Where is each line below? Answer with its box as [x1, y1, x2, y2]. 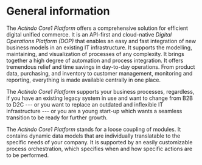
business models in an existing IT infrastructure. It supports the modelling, [6, 44, 193, 51]
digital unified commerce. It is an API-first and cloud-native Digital [6, 30, 172, 38]
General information [6, 4, 110, 18]
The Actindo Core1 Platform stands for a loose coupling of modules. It [6, 125, 181, 133]
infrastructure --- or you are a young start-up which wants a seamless [6, 107, 183, 114]
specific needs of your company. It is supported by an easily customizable [6, 138, 193, 146]
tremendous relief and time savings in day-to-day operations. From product [6, 63, 195, 71]
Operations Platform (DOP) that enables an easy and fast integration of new [6, 37, 197, 44]
